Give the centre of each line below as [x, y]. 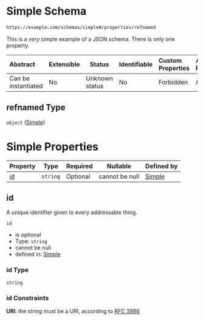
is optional [28, 235]
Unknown [100, 78]
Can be [20, 78]
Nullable [119, 166]
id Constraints [28, 298]
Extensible [64, 64]
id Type [18, 270]
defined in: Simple [38, 254]
